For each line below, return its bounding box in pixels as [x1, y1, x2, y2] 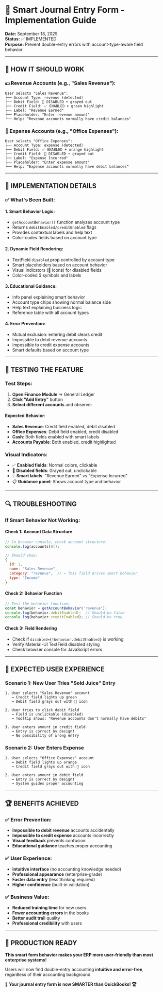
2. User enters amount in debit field [5, 772, 83, 777]
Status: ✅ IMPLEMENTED [5, 36, 57, 42]
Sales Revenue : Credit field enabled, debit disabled [12, 423, 115, 429]
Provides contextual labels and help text [12, 229, 92, 235]
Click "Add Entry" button [12, 396, 63, 402]
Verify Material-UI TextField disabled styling [12, 641, 100, 647]
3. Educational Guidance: [5, 283, 57, 289]
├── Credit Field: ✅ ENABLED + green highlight [5, 104, 104, 108]
